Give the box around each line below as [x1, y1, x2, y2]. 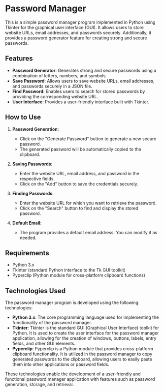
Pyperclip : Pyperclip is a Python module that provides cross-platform [12, 346, 154, 352]
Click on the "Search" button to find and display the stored [19, 205, 139, 211]
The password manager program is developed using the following [5, 300, 139, 305]
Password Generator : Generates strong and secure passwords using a [12, 67, 157, 73]
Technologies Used [5, 286, 66, 295]
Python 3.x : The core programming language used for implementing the [12, 314, 159, 320]
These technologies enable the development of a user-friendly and [5, 371, 141, 377]
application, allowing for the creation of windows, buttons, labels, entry [12, 335, 157, 341]
